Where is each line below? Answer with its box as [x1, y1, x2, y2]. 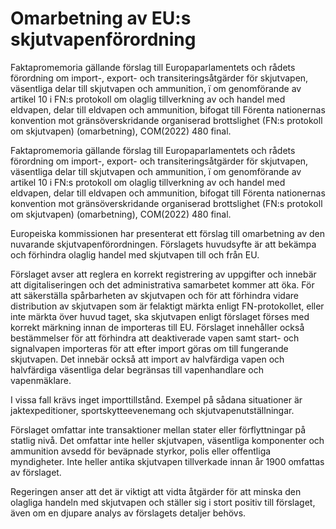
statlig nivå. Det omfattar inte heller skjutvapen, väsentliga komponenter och [10, 434, 325, 446]
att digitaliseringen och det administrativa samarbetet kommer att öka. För [10, 278, 315, 291]
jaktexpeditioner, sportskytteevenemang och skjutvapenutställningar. [10, 404, 295, 416]
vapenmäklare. [10, 374, 72, 386]
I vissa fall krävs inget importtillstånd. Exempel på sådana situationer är [10, 393, 303, 406]
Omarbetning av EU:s [10, 7, 192, 30]
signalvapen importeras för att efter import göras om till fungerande [10, 342, 289, 354]
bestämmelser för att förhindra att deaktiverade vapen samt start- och [10, 332, 300, 344]
